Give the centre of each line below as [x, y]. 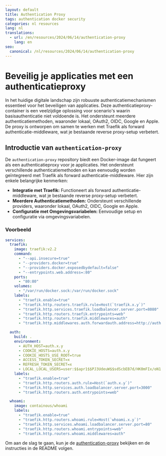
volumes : [23, 286]
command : [23, 254]
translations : [20, 33]
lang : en [23, 42]
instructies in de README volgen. [39, 449]
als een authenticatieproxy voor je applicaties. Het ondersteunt [70, 165]
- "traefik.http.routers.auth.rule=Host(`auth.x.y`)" [75, 383]
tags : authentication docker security [45, 19]
